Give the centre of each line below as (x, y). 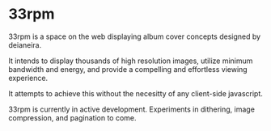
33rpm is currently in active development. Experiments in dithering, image (131, 109)
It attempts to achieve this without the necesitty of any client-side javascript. (135, 93)
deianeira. (25, 44)
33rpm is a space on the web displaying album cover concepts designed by (135, 36)
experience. (28, 78)
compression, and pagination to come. (72, 117)
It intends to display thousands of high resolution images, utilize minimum (131, 61)
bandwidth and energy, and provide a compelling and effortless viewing (128, 69)
